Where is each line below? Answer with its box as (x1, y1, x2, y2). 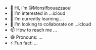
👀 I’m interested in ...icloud (10, 10, 66, 16)
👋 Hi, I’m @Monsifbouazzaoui (10, 5, 72, 11)
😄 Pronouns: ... (10, 34, 43, 40)
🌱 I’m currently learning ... (10, 16, 64, 21)
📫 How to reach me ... (10, 27, 57, 33)
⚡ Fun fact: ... (10, 40, 38, 46)
